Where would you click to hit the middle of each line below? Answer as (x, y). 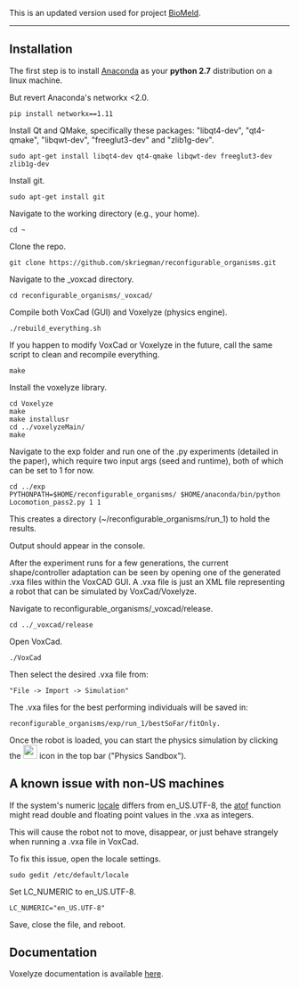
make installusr (39, 419)
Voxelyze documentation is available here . (86, 974)
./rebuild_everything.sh (55, 328)
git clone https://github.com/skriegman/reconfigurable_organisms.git (143, 262)
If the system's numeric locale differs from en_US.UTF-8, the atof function (145, 805)
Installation (41, 49)
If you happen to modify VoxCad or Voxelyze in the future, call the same (141, 345)
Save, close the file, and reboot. (68, 924)
